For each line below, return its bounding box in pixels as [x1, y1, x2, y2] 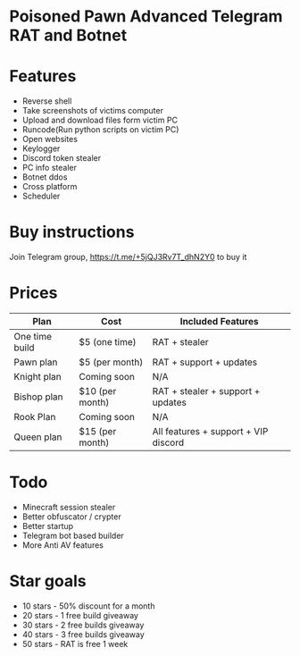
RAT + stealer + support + [152, 385, 261, 397]
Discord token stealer [21, 153, 102, 164]
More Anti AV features [21, 539, 104, 551]
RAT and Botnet [9, 25, 128, 46]
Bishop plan [13, 391, 64, 403]
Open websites [21, 134, 79, 145]
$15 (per [79, 425, 117, 437]
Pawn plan [13, 356, 58, 368]
